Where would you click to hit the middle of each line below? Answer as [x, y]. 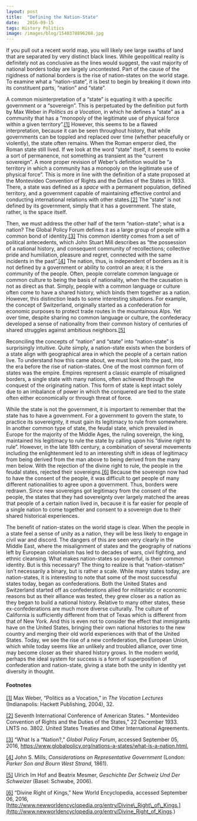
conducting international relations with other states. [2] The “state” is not [94, 200]
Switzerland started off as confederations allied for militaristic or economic [96, 590]
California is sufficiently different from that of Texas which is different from [96, 615]
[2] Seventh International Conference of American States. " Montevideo [93, 716]
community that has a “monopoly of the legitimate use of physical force [93, 118]
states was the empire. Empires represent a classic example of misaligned [96, 373]
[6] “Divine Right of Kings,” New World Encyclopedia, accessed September [97, 793]
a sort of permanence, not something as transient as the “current [85, 156]
